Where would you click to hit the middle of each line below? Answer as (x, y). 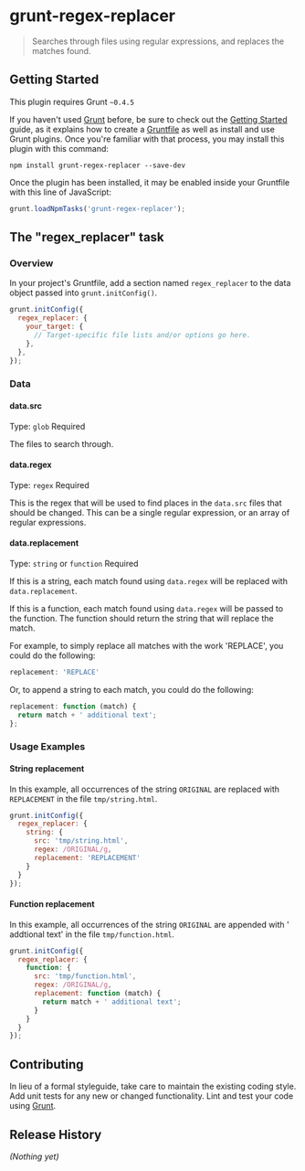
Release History (56, 1134)
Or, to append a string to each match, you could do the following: (131, 689)
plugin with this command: (59, 148)
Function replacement (52, 904)
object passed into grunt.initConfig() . (84, 293)
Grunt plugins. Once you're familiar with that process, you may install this (147, 139)
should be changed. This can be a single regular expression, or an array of (150, 512)
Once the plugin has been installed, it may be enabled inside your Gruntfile (150, 182)
